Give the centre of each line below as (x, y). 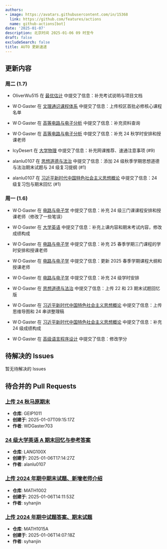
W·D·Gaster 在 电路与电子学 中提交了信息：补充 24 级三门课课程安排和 (84, 210)
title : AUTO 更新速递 (26, 47)
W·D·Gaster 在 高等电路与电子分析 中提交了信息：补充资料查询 (76, 123)
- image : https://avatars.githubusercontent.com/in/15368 (67, 14)
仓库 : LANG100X (29, 452)
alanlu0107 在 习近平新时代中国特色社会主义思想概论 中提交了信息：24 (85, 178)
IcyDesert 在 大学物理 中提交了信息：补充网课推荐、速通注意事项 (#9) (84, 151)
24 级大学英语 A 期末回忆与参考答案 (48, 440)
